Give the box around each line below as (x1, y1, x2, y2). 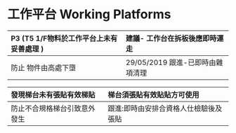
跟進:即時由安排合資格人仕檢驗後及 (107, 103, 223, 113)
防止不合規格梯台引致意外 (11, 103, 96, 113)
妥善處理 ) (11, 43, 44, 53)
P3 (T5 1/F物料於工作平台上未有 (11, 33, 118, 43)
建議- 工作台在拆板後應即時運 (125, 33, 224, 43)
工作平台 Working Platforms (7, 6, 171, 22)
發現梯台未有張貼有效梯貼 (11, 90, 96, 99)
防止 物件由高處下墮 (11, 62, 77, 72)
